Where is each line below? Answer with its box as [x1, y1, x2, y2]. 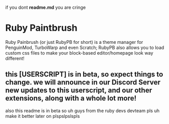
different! [5, 55, 25, 61]
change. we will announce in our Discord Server [5, 78, 161, 87]
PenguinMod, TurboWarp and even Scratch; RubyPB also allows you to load [5, 44, 164, 51]
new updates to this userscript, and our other [5, 86, 152, 95]
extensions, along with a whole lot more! [5, 94, 137, 103]
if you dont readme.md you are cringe [5, 5, 86, 10]
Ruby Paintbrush [5, 22, 78, 34]
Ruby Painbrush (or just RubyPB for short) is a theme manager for [5, 39, 143, 45]
